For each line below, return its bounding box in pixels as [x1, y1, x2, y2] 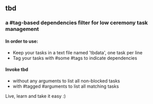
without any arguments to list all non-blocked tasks [12, 78, 120, 84]
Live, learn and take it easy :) [5, 93, 66, 99]
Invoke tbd [5, 66, 29, 73]
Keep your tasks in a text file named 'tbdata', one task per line [12, 49, 143, 55]
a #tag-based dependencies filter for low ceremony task [5, 19, 148, 26]
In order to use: [5, 38, 38, 44]
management [5, 25, 39, 32]
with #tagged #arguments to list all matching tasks [12, 83, 119, 89]
